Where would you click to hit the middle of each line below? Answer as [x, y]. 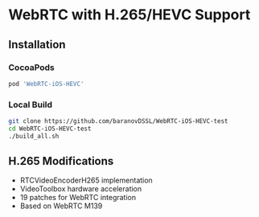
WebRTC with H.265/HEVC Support [129, 15]
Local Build [31, 104]
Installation [37, 45]
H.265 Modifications [61, 161]
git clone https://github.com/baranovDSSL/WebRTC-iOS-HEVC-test [118, 121]
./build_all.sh [34, 136]
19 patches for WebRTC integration [78, 198]
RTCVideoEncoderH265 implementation [86, 180]
